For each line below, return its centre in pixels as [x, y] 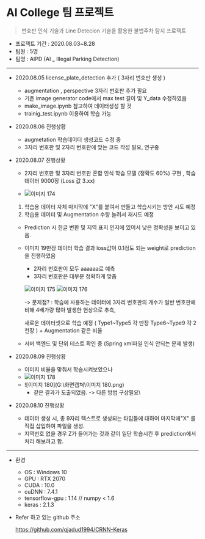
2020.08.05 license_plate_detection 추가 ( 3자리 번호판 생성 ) [90, 78]
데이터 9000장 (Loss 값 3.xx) [59, 180]
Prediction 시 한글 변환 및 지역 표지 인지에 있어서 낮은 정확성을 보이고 [107, 227]
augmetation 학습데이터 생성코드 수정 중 [73, 139]
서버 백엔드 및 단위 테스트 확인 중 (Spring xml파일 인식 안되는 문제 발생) [110, 343]
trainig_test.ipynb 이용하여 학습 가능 [68, 113]
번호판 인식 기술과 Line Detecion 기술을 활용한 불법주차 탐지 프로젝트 [104, 31]
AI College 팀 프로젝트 [60, 13]
